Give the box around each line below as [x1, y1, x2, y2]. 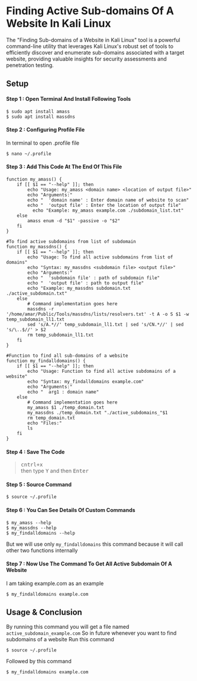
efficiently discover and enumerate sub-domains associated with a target [6, 49, 185, 56]
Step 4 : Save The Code [6, 448, 65, 455]
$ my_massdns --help [6, 525, 57, 531]
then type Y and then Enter [20, 467, 89, 475]
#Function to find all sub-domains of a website [6, 353, 128, 359]
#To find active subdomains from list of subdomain [6, 238, 136, 244]
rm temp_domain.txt [27, 415, 76, 421]
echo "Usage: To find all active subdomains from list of [27, 254, 173, 260]
